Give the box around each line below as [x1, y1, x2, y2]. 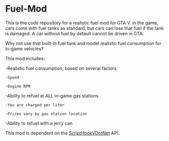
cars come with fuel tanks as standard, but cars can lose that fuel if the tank [5, 25, 164, 31]
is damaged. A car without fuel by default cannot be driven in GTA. [5, 30, 144, 36]
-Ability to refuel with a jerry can [5, 120, 73, 126]
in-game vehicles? [5, 45, 44, 52]
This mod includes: [5, 55, 45, 61]
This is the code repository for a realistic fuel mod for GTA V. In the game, [5, 20, 158, 26]
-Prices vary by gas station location [5, 111, 87, 116]
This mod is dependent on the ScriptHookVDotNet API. [5, 130, 120, 136]
